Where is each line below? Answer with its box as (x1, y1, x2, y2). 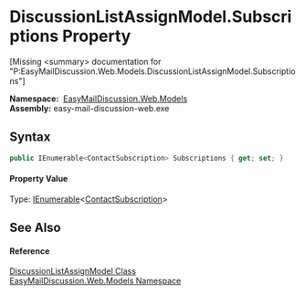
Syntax (9, 130, 51, 145)
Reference (9, 245, 50, 257)
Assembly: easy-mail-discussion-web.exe (9, 102, 170, 113)
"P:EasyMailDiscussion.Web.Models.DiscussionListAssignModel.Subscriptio (9, 66, 296, 77)
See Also (9, 220, 61, 236)
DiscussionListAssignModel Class (9, 266, 137, 277)
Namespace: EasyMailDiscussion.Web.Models (9, 93, 188, 104)
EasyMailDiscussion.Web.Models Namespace (9, 276, 182, 287)
